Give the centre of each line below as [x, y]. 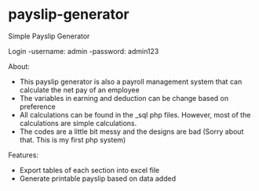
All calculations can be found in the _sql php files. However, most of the [135, 114]
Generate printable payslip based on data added [98, 178]
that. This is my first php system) [73, 139]
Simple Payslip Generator [49, 36]
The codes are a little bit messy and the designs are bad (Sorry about [131, 132]
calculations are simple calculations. [78, 123]
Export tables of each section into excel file [89, 170]
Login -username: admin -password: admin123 [84, 51]
